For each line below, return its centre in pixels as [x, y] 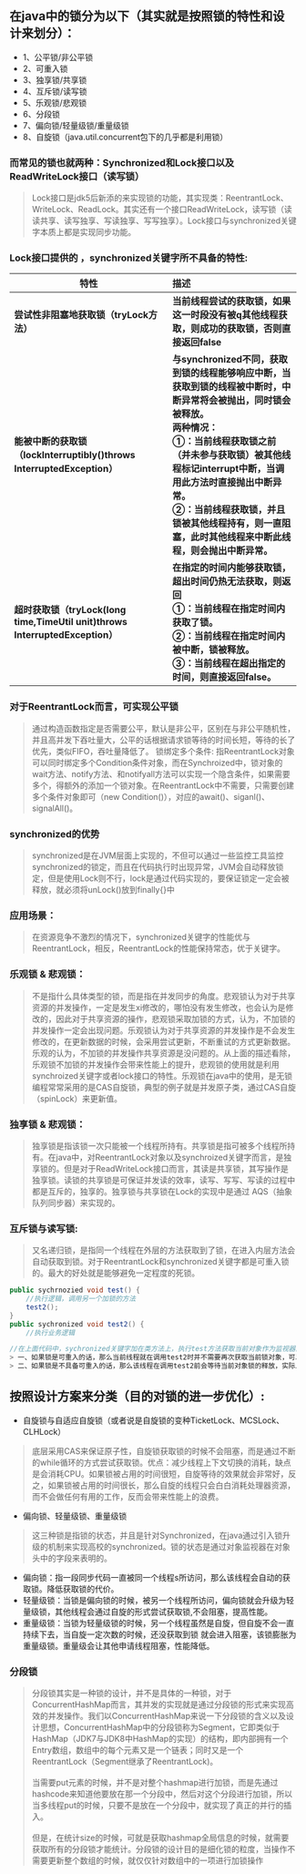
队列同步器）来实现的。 [76, 1203]
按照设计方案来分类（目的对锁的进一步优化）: [138, 1397]
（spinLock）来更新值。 [77, 1098]
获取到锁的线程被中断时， [227, 387]
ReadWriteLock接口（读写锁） [77, 176]
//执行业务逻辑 [51, 1333]
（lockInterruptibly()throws [75, 456]
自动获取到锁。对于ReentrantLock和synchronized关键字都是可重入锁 [160, 1262]
